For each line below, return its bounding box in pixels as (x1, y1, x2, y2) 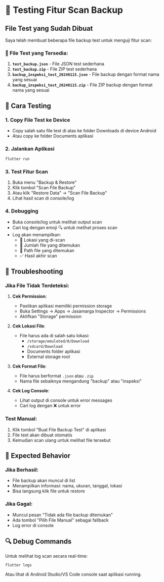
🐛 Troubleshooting (5, 267, 63, 276)
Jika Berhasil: (5, 467, 39, 474)
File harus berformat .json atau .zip (19, 373, 94, 379)
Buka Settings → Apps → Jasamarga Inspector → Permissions (19, 308, 146, 314)
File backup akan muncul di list (12, 477, 76, 483)
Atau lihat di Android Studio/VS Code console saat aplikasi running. (5, 572, 142, 578)
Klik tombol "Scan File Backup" (12, 185, 76, 191)
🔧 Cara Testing (5, 102, 51, 110)
